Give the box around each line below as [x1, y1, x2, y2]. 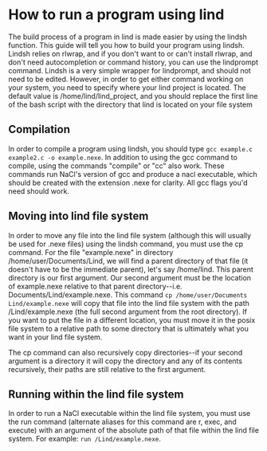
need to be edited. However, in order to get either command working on [8, 74, 244, 84]
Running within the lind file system [8, 387, 184, 401]
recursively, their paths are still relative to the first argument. [8, 364, 206, 374]
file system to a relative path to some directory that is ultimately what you [8, 324, 249, 333]
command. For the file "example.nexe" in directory [8, 247, 174, 257]
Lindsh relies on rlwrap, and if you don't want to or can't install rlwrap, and [8, 49, 253, 58]
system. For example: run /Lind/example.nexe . [8, 434, 162, 444]
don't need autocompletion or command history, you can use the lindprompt [8, 57, 259, 67]
